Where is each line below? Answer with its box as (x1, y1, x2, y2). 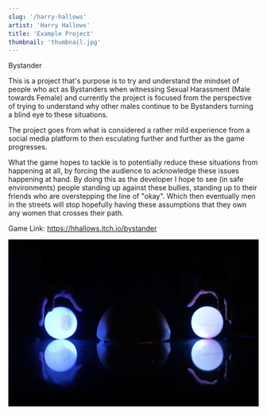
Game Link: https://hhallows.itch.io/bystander (8, 223, 157, 234)
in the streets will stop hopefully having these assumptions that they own (8, 200, 247, 210)
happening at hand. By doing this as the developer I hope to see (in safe (8, 175, 244, 184)
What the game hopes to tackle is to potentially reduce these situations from (8, 157, 258, 167)
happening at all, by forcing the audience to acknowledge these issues (8, 166, 240, 176)
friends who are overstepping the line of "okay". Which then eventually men (8, 192, 256, 201)
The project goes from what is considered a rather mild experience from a (8, 126, 250, 135)
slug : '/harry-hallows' (8, 13, 87, 21)
